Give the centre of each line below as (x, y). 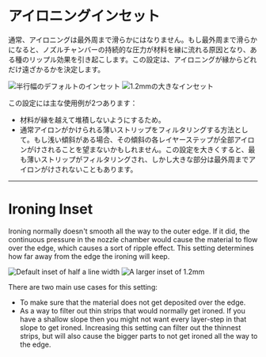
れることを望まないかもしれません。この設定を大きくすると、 (148, 149)
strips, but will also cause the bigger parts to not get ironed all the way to (139, 336)
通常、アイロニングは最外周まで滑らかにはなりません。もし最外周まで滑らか (133, 40)
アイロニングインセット (84, 16)
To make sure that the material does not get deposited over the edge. (133, 302)
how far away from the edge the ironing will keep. (89, 256)
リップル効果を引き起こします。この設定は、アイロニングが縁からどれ (143, 59)
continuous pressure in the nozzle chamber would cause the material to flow (133, 239)
